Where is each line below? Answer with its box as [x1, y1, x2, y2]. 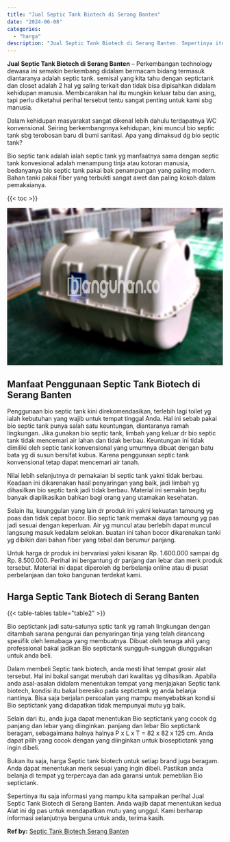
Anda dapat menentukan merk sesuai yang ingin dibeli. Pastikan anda [7, 765, 203, 773]
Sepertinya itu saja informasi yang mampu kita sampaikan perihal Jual [7, 792, 204, 800]
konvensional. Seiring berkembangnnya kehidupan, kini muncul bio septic [7, 124, 215, 132]
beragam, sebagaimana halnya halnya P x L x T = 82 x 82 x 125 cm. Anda [7, 729, 214, 737]
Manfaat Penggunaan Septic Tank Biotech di [7, 378, 201, 390]
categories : [7, 25, 41, 32]
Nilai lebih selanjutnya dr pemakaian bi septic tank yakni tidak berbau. [7, 472, 204, 480]
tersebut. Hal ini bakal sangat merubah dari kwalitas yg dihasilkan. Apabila [7, 672, 217, 680]
